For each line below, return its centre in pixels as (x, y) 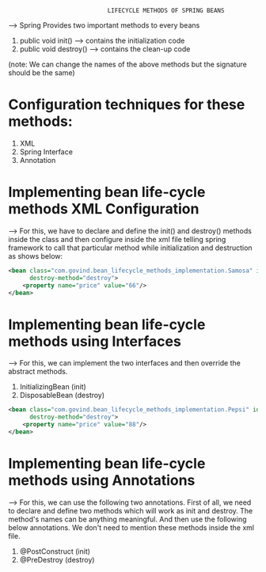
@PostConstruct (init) (55, 551)
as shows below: (36, 256)
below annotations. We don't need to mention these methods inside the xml (131, 527)
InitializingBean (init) (53, 387)
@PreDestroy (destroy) (57, 559)
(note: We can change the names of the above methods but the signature (127, 64)
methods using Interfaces (95, 341)
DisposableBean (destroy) (62, 396)
